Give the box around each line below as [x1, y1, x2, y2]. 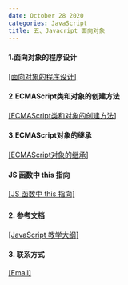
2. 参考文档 [8, 211, 46, 220]
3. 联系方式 [8, 250, 46, 259]
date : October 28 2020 [8, 11, 84, 20]
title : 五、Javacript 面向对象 [8, 26, 106, 34]
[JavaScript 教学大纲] [8, 230, 79, 239]
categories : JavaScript [8, 19, 88, 27]
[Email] [8, 267, 32, 277]
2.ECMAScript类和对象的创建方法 [8, 91, 120, 101]
